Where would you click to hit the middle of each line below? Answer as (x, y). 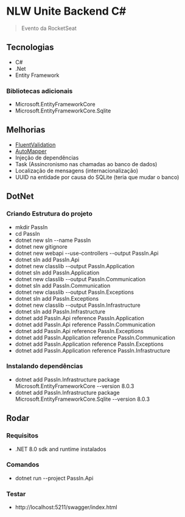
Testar (16, 494)
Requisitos (22, 436)
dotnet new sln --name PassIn (53, 240)
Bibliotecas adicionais (40, 91)
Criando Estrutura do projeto (49, 214)
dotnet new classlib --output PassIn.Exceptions (74, 292)
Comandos (23, 464)
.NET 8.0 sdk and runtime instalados (61, 449)
